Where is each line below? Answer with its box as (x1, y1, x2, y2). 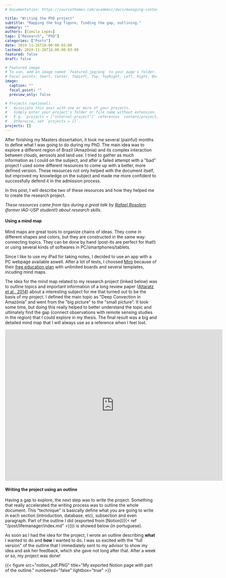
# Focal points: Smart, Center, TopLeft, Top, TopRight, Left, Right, (5, 74, 150, 79)
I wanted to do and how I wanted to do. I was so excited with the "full (5, 537, 142, 543)
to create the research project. (5, 192, 66, 198)
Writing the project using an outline (5, 486, 78, 492)
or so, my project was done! (5, 553, 61, 559)
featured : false (5, 52, 38, 57)
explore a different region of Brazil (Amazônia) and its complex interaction (5, 147, 152, 153)
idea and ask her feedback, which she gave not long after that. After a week (5, 548, 156, 554)
